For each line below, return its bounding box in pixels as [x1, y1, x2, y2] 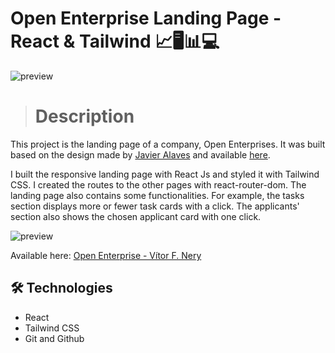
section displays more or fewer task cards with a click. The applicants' [10, 200, 300, 212]
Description [34, 105, 135, 128]
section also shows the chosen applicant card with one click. [10, 210, 262, 222]
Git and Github [24, 332, 85, 344]
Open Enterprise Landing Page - [10, 7, 282, 30]
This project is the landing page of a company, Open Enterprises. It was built [10, 138, 326, 150]
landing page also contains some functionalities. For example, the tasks [10, 189, 305, 201]
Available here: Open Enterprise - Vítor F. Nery [10, 249, 202, 261]
